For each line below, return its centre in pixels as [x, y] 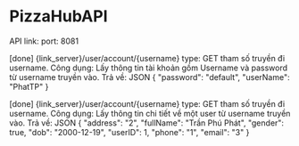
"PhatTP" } [29, 86]
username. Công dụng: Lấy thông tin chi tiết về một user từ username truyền [150, 113]
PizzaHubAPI [59, 16]
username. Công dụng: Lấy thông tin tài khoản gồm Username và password [149, 68]
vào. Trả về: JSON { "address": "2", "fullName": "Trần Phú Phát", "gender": [146, 123]
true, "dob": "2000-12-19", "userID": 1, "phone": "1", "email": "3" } [129, 132]
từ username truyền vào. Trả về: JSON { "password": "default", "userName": [149, 77]
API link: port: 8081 [44, 41]
